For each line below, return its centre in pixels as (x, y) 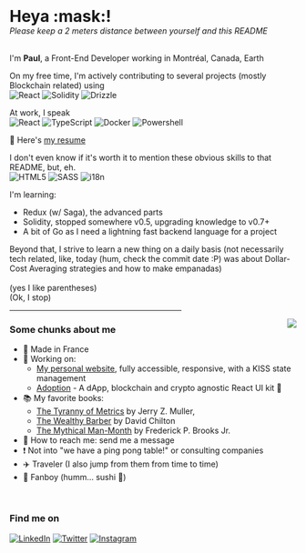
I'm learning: (33, 195)
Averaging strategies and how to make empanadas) (125, 268)
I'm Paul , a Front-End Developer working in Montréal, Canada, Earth (137, 58)
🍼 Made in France (56, 349)
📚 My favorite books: (63, 398)
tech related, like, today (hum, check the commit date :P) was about (136, 259)
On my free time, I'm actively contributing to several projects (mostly (138, 75)
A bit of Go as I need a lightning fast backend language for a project (150, 231)
